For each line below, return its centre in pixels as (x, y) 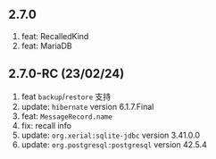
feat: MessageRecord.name (67, 116)
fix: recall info (46, 125)
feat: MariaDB (46, 46)
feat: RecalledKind (55, 36)
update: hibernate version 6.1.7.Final (87, 106)
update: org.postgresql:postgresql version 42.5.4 (114, 144)
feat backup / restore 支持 (66, 96)
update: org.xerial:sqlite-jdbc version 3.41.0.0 (111, 135)
